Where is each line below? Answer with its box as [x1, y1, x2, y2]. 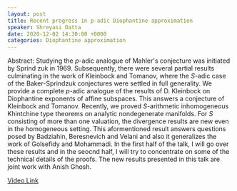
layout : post [7, 10, 46, 18]
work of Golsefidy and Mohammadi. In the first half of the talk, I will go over [7, 140, 229, 148]
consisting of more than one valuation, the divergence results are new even [7, 117, 229, 125]
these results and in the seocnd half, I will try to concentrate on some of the [7, 148, 230, 156]
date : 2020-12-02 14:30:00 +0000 [7, 30, 107, 38]
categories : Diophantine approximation [7, 37, 126, 44]
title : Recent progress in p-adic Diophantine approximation [7, 17, 193, 24]
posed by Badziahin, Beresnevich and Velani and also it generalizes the [7, 133, 217, 141]
